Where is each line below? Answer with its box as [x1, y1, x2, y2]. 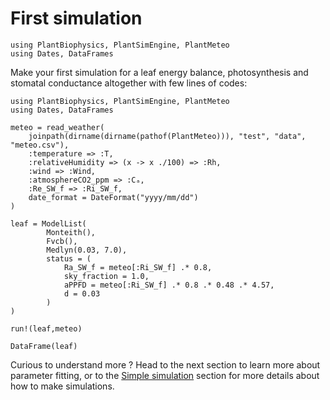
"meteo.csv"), [10, 140, 70, 150]
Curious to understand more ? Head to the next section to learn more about [10, 358, 321, 371]
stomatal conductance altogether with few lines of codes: [10, 77, 248, 89]
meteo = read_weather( [10, 122, 105, 132]
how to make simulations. [10, 380, 115, 392]
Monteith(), [46, 227, 97, 237]
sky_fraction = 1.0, [63, 271, 150, 281]
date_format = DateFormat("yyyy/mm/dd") [28, 192, 199, 202]
